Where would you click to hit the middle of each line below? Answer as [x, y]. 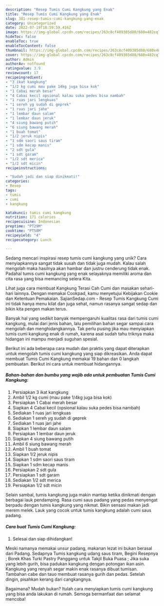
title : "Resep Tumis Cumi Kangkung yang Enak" [54, 14]
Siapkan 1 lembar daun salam [42, 428]
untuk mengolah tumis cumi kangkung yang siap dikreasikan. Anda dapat [79, 353]
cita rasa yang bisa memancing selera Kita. [49, 278]
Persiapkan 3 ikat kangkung [40, 392]
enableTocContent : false [31, 46]
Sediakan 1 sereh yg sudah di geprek [49, 418]
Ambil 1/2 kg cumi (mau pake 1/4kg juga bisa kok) [62, 398]
